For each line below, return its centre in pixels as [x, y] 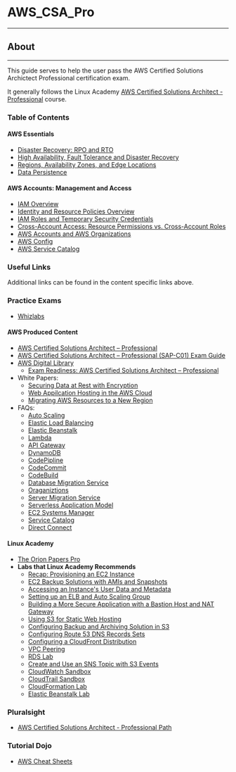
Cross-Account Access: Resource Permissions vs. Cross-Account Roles [122, 227]
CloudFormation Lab [58, 687]
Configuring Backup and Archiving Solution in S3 [99, 627]
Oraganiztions [48, 490]
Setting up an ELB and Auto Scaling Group [89, 597]
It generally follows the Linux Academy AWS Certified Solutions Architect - [115, 92]
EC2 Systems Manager [61, 512]
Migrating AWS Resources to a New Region [90, 400]
